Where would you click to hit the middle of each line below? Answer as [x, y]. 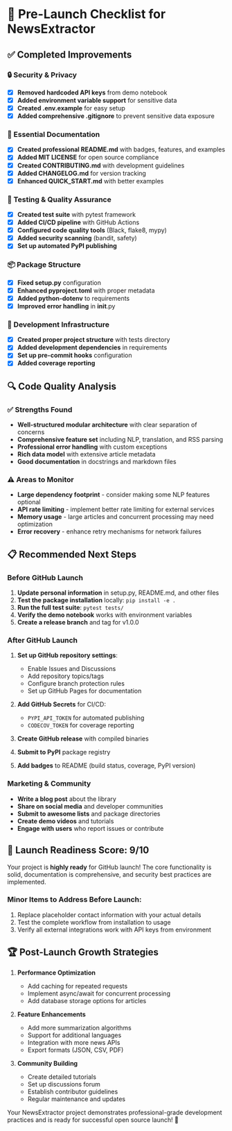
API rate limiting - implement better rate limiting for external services [116, 509]
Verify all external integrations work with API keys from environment [114, 930]
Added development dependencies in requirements [92, 347]
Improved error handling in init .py [66, 306]
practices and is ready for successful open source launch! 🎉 [93, 1120]
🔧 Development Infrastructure [58, 324]
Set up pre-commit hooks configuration [74, 355]
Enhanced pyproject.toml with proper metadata [86, 290]
